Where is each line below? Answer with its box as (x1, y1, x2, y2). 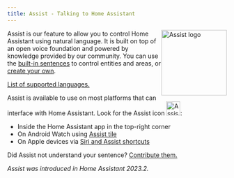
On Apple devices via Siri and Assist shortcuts (17, 137, 150, 145)
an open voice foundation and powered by (7, 44, 129, 52)
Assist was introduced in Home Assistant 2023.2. (7, 164, 149, 172)
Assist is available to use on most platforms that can (7, 94, 157, 102)
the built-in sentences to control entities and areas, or (7, 59, 162, 67)
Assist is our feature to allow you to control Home (7, 29, 149, 38)
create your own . (7, 66, 56, 75)
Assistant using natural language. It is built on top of (7, 36, 157, 45)
